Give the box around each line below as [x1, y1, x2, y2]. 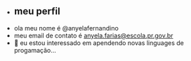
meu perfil [13, 6, 61, 17]
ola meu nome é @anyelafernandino [13, 24, 119, 32]
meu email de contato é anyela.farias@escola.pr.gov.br [13, 31, 173, 40]
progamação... [13, 46, 56, 54]
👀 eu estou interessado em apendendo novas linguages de [13, 38, 185, 47]
